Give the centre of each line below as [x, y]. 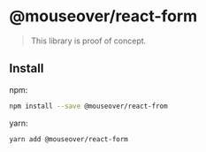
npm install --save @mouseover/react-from [88, 106]
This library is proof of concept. [88, 41]
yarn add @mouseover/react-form [69, 139]
